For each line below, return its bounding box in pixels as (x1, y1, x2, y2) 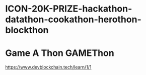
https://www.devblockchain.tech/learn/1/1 (5, 64, 92, 70)
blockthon (5, 25, 49, 36)
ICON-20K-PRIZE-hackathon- (5, 3, 132, 15)
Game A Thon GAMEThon (5, 47, 114, 59)
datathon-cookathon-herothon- (5, 14, 142, 25)
